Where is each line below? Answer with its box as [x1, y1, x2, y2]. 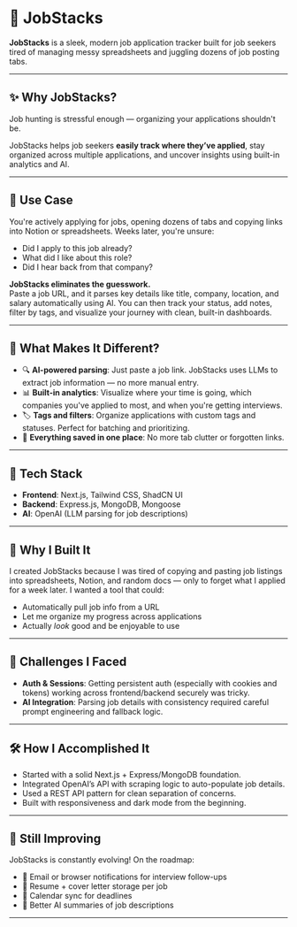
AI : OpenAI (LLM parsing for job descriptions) [21, 509, 188, 519]
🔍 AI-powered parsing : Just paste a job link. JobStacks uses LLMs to [21, 364, 278, 375]
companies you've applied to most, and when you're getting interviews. [21, 400, 283, 410]
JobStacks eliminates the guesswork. [9, 279, 151, 289]
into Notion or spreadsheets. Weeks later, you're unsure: [9, 226, 215, 236]
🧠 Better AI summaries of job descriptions [21, 900, 174, 910]
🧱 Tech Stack [9, 466, 83, 481]
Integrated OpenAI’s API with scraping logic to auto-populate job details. [21, 778, 286, 789]
